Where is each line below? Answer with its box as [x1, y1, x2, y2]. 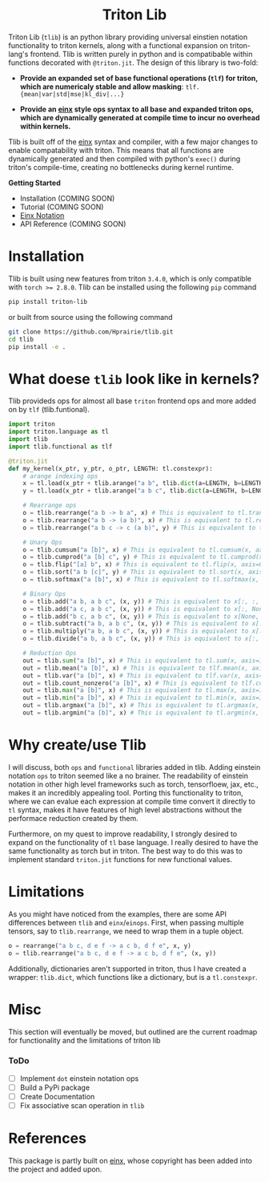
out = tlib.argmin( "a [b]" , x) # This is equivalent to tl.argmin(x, [22, 709, 260, 717]
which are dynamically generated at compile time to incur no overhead [19, 112, 260, 122]
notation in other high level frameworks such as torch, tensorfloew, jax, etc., [8, 779, 259, 789]
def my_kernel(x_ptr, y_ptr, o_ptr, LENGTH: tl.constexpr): [8, 464, 214, 472]
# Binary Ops [22, 589, 66, 598]
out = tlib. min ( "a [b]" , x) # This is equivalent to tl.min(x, [22, 694, 239, 702]
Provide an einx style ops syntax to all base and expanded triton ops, [19, 104, 254, 114]
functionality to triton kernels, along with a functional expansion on [8, 40, 228, 50]
